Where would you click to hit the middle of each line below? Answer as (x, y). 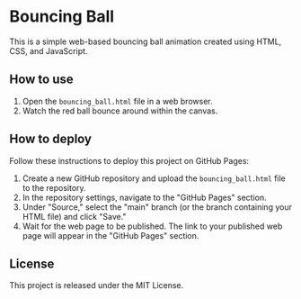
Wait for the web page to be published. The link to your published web (152, 226)
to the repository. (54, 187)
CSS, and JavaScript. (49, 50)
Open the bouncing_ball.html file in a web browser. (117, 101)
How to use (41, 80)
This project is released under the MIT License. (97, 285)
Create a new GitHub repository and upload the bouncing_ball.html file (154, 178)
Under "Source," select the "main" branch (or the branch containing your (157, 207)
